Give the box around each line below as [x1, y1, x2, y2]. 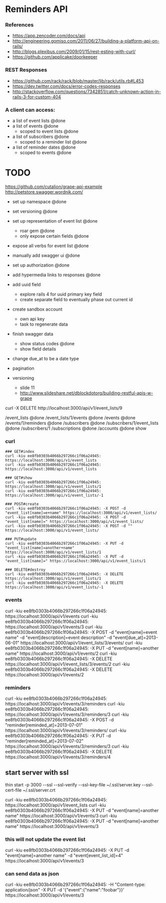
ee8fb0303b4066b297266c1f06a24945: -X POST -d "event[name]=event [5, 629, 158, 635]
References [5, 22, 34, 29]
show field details [19, 346, 56, 352]
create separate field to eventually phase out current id [19, 297, 133, 303]
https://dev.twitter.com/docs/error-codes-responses [12, 83, 121, 89]
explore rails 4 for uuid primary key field [19, 291, 102, 297]
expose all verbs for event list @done [12, 243, 89, 249]
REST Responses [5, 67, 47, 74]
